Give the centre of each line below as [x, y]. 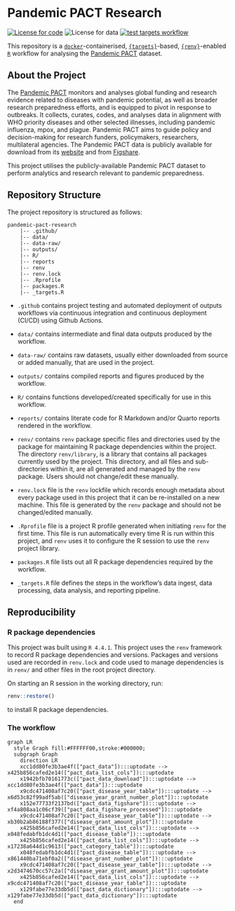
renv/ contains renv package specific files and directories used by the [119, 439]
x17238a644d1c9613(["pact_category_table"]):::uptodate [90, 846]
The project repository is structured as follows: [75, 212]
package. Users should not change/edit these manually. [98, 476]
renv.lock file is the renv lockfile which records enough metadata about [121, 490]
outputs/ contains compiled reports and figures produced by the [111, 376]
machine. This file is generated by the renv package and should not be [119, 505]
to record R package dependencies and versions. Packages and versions [113, 655]
